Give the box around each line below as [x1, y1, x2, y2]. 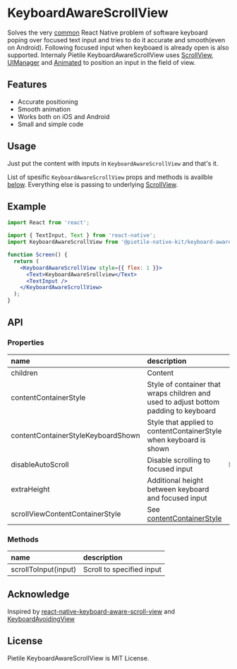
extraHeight [11, 484, 50, 494]
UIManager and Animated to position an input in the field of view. [7, 58, 196, 66]
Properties [7, 338, 44, 348]
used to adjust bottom [147, 397, 220, 407]
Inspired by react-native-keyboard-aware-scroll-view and [7, 607, 175, 615]
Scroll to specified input [83, 564, 162, 574]
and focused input [147, 493, 207, 503]
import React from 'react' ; [7, 219, 90, 226]
